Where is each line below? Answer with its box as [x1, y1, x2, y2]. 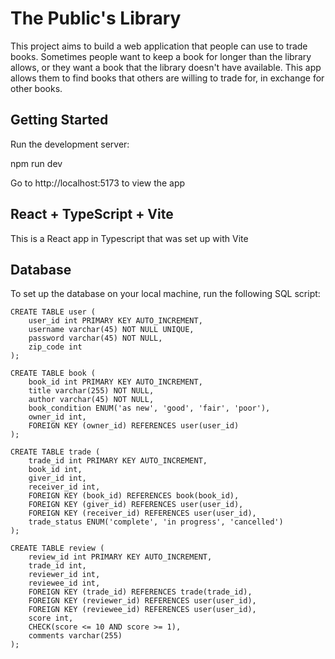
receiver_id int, [28, 482, 101, 492]
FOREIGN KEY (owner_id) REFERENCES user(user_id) [28, 421, 240, 431]
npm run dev [10, 157, 63, 169]
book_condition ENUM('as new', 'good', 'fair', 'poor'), [28, 403, 271, 414]
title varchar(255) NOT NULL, [28, 386, 155, 396]
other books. [10, 82, 63, 94]
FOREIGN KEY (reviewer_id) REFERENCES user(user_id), [28, 596, 257, 606]
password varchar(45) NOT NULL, [28, 333, 163, 344]
